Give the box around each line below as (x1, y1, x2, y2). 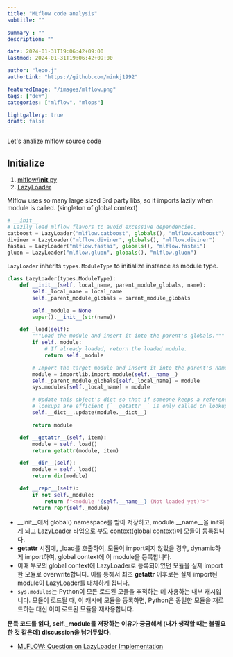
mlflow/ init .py (17, 175, 58, 184)
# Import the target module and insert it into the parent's (32, 364, 213, 371)
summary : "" (7, 29, 45, 36)
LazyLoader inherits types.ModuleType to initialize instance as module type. (7, 262, 218, 271)
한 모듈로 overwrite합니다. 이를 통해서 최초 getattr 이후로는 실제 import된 (17, 570, 218, 578)
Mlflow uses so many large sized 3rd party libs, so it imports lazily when (7, 196, 213, 205)
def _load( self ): (19, 326, 70, 333)
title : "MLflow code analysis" (7, 10, 98, 17)
